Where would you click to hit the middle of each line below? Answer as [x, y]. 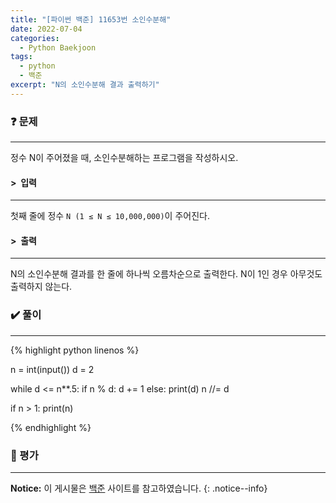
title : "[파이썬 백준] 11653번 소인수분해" [91, 19]
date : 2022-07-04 [46, 29]
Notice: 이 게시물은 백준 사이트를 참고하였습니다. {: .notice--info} [139, 488]
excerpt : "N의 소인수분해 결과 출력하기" [85, 85]
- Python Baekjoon [58, 47]
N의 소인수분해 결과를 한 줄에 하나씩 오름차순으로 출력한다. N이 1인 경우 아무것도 [166, 274]
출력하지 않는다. [41, 287]
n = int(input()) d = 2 [52, 369]
